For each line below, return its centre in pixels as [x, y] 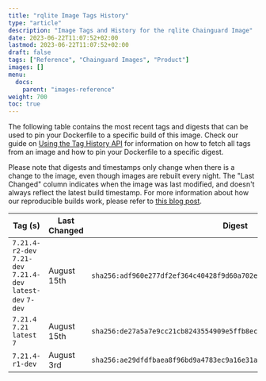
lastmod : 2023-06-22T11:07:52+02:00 [68, 45]
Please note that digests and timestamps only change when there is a [122, 167]
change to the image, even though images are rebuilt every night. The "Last [131, 176]
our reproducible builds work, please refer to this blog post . [105, 201]
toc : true [25, 104]
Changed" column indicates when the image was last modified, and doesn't [131, 184]
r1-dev [25, 364]
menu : [17, 75]
